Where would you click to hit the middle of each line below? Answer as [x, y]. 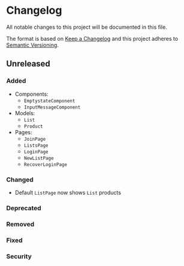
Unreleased [28, 64]
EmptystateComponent [49, 101]
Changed [20, 179]
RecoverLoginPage [46, 164]
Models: [25, 113]
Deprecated [24, 208]
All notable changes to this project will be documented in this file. [87, 27]
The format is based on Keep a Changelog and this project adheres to [92, 38]
